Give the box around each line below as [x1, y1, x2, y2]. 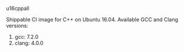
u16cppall [6, 5, 29, 12]
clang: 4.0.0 [14, 40, 44, 46]
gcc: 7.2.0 [14, 34, 39, 40]
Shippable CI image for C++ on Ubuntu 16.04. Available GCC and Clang [6, 16, 178, 23]
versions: [6, 23, 28, 29]
